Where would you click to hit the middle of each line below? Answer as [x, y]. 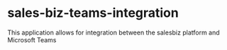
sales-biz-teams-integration [93, 13]
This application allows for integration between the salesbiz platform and [113, 32]
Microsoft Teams [32, 39]
